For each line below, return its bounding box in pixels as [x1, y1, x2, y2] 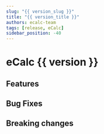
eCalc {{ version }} [6, 56, 99, 69]
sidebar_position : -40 [6, 30, 61, 36]
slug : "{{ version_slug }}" [6, 8, 75, 15]
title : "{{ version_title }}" [6, 14, 80, 20]
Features [6, 78, 39, 88]
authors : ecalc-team [6, 19, 57, 25]
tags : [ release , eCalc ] [6, 25, 64, 31]
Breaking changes [6, 118, 74, 129]
